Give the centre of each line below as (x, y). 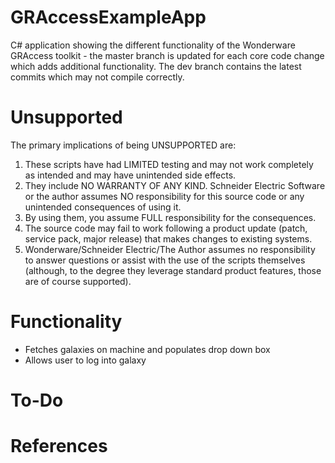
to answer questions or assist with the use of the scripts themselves (165, 260)
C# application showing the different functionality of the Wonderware (153, 45)
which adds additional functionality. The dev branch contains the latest (156, 66)
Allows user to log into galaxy (85, 360)
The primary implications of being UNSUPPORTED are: (123, 145)
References (59, 446)
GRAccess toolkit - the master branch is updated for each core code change (167, 55)
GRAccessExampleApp (108, 17)
